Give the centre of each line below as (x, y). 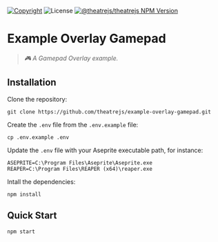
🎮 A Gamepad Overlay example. (71, 58)
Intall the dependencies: (41, 181)
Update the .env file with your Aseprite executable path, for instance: (105, 150)
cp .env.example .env (38, 137)
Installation (32, 83)
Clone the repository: (37, 99)
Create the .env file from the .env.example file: (73, 124)
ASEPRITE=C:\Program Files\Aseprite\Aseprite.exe (80, 162)
